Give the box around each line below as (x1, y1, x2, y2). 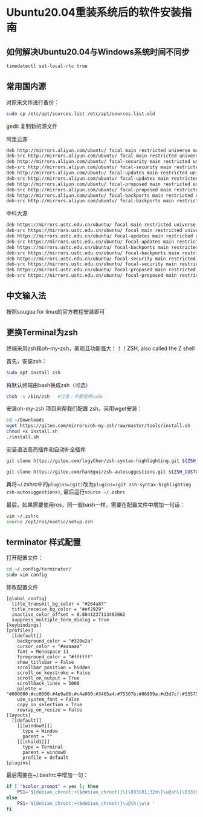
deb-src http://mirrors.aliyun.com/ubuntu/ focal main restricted (6, 153, 177, 159)
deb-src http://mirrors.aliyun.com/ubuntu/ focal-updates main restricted (6, 175, 199, 182)
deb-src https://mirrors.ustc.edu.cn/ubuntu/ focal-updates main (6, 239, 174, 245)
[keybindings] (6, 622, 42, 628)
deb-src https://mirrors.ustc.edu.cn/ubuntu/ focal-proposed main (6, 273, 177, 279)
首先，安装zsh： (6, 357, 47, 365)
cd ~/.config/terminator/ (6, 566, 71, 572)
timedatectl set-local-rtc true (6, 63, 88, 69)
